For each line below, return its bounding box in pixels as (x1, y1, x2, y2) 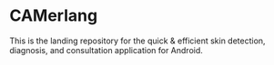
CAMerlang (9, 5, 98, 26)
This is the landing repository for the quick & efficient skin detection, (9, 35, 266, 46)
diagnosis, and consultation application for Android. (9, 44, 203, 55)
